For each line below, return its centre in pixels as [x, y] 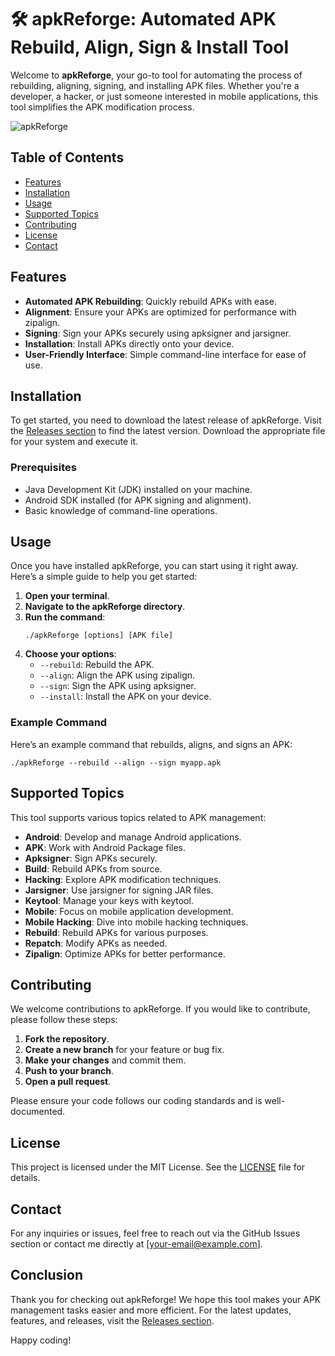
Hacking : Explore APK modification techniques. [123, 879]
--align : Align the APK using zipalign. [117, 675]
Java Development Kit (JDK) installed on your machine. [138, 489]
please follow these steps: [64, 1020]
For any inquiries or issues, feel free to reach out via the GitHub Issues [155, 1233]
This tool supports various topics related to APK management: [138, 817]
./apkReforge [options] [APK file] [99, 636]
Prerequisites [43, 468]
